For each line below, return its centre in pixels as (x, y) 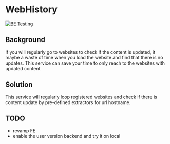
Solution (19, 85)
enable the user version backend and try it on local (67, 136)
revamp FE (24, 131)
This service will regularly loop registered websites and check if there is (81, 97)
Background (25, 40)
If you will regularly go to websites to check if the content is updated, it (80, 52)
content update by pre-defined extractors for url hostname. (68, 102)
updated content (23, 68)
